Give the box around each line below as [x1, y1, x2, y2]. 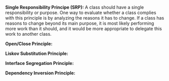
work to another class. [5, 31, 52, 37]
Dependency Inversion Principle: [5, 70, 76, 76]
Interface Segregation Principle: [5, 60, 74, 66]
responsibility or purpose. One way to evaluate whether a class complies [5, 10, 156, 16]
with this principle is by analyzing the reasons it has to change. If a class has [5, 15, 164, 21]
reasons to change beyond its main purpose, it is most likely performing [5, 20, 154, 26]
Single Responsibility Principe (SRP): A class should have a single [5, 5, 144, 10]
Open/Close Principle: [5, 41, 53, 47]
